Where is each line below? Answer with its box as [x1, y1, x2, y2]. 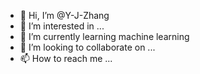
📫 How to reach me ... [19, 53, 113, 64]
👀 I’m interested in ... [19, 20, 105, 32]
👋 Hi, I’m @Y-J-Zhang [19, 10, 110, 21]
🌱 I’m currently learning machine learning [19, 31, 190, 42]
